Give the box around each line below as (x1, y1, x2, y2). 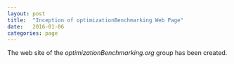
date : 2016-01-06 (7, 23, 65, 30)
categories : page (7, 29, 58, 37)
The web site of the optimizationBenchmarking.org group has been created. (7, 49, 228, 57)
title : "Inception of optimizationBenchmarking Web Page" (7, 17, 184, 24)
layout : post (7, 10, 46, 17)
